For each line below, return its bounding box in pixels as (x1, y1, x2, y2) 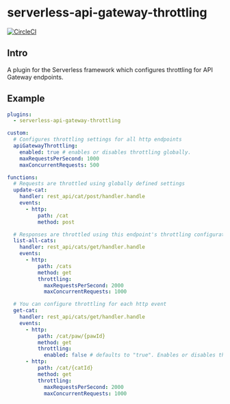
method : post (37, 218, 75, 226)
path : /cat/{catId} (37, 365, 94, 372)
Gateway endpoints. (7, 73, 64, 81)
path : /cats (37, 263, 72, 270)
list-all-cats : (13, 237, 57, 244)
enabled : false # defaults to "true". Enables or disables (43, 352, 216, 359)
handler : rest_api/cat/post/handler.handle (19, 193, 146, 200)
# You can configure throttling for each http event (13, 300, 167, 308)
